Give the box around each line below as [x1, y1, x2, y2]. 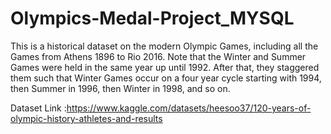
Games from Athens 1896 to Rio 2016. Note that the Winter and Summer [10, 50, 307, 62]
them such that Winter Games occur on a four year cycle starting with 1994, [10, 72, 322, 84]
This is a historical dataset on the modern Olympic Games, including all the [10, 40, 319, 52]
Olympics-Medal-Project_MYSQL [10, 7, 295, 30]
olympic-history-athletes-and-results [10, 112, 163, 124]
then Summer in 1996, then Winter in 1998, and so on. [10, 82, 231, 94]
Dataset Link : [10, 102, 67, 114]
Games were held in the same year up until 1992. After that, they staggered [10, 61, 320, 73]
